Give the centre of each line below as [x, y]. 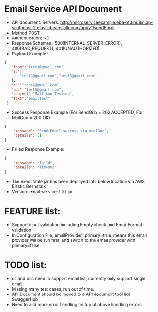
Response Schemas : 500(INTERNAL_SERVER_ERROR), [67, 43]
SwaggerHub [25, 299]
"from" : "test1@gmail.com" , [38, 67]
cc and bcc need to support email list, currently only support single [79, 278]
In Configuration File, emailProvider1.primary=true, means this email [79, 235]
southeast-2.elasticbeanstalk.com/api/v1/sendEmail [63, 27]
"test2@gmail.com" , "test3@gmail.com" [58, 76]
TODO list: [26, 265]
